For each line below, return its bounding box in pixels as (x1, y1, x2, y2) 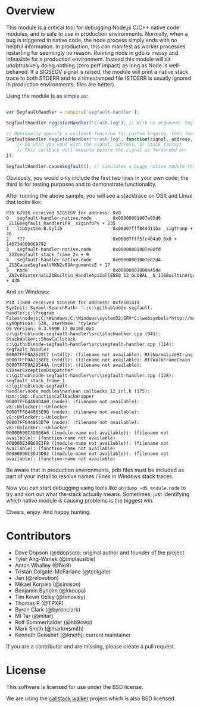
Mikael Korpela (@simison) (14, 581, 81, 588)
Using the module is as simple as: (6, 92, 89, 99)
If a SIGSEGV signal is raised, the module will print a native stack (30, 68, 189, 75)
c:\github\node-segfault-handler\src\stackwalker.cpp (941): (6, 330, 161, 337)
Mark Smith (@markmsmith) (14, 625, 85, 632)
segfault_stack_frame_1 (6, 378, 65, 383)
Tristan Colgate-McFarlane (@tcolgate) (14, 567, 111, 575)
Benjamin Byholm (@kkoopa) (14, 587, 86, 594)
